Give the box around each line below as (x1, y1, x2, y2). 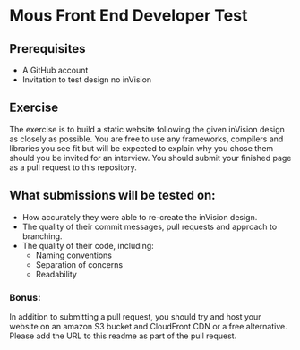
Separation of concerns (35, 259, 124, 269)
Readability (35, 269, 78, 279)
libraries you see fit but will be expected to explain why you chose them (9, 142, 274, 153)
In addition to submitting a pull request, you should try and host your (9, 311, 261, 322)
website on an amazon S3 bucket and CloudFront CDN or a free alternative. (9, 320, 288, 331)
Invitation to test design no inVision (21, 74, 152, 85)
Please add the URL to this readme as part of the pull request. (9, 330, 237, 341)
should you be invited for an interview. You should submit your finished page (9, 152, 292, 163)
